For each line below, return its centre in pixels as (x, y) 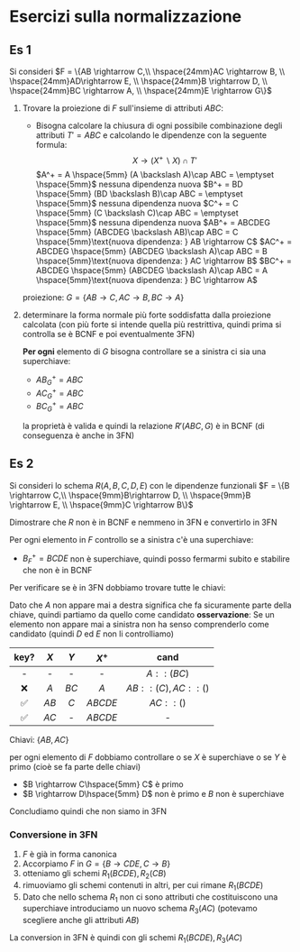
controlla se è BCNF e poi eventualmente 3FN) (109, 334)
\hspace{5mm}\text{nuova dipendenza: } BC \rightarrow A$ (147, 279)
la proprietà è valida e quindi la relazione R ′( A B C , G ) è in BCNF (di (143, 426)
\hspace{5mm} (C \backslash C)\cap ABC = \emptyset (137, 213)
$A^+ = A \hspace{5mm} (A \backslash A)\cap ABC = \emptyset (155, 174)
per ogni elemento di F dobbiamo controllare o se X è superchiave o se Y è (148, 757)
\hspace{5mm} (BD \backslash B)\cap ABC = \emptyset (139, 193)
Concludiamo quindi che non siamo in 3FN (88, 811)
